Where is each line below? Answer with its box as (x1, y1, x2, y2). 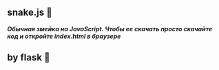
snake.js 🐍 (7, 7, 53, 18)
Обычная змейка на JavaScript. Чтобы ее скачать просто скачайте (7, 24, 212, 33)
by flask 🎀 (7, 52, 50, 63)
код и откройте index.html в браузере (7, 32, 121, 40)
